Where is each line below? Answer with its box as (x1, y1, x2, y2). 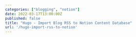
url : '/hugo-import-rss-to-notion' (5, 25, 78, 30)
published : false (5, 16, 41, 21)
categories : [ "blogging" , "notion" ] (5, 7, 80, 12)
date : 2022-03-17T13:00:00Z (5, 12, 63, 16)
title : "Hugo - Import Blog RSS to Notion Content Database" (5, 20, 133, 25)
